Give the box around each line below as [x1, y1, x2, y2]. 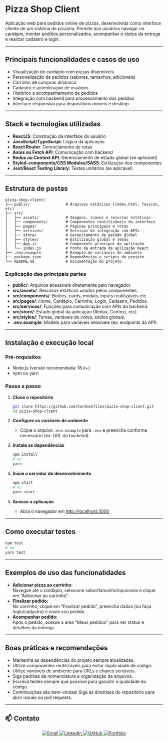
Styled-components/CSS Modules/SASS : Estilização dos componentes [12, 159, 162, 166]
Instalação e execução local [5, 338, 94, 347]
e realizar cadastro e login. [5, 36, 60, 42]
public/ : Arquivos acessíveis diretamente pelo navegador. [12, 282, 131, 288]
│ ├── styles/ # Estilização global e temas [5, 237, 128, 242]
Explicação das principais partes [5, 271, 86, 278]
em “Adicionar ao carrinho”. [12, 593, 69, 599]
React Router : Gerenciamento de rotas [12, 144, 92, 150]
